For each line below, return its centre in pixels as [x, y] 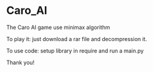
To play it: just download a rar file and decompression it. [77, 39]
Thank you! [20, 62]
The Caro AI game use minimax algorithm [58, 27]
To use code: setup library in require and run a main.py [75, 51]
